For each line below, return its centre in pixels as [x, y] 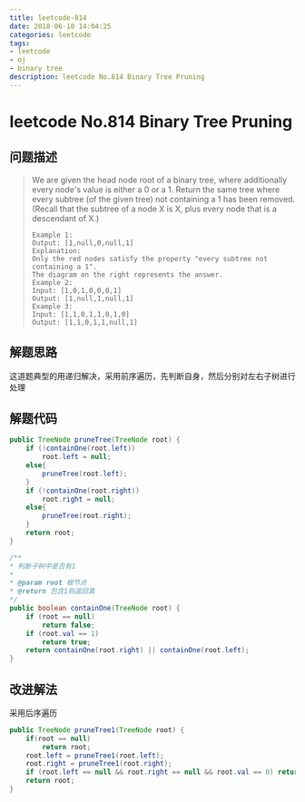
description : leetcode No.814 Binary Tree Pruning [107, 77]
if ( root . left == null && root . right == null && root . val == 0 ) [150, 772]
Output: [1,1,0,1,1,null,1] [84, 322]
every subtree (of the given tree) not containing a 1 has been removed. [163, 199]
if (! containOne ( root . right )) [83, 491]
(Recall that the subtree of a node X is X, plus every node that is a [154, 209]
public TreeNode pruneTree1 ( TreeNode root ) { [97, 730]
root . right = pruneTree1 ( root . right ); [99, 764]
